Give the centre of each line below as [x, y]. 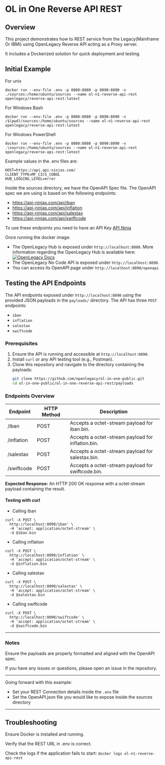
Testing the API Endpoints [46, 283]
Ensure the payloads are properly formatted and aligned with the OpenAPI [80, 653]
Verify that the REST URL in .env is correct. [48, 744]
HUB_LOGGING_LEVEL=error [30, 179]
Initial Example [28, 69]
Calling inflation [28, 542]
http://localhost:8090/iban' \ [41, 524]
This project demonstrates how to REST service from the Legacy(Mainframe [82, 39]
